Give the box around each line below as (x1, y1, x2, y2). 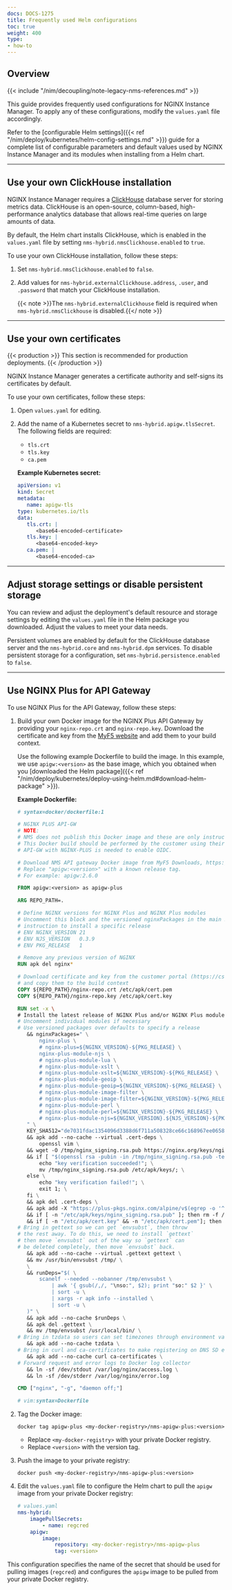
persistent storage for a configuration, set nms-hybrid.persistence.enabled (7, 651, 220, 659)
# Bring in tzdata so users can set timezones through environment (17, 1334, 215, 1341)
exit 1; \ (39, 1186, 68, 1193)
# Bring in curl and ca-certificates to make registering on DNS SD (17, 1347, 219, 1354)
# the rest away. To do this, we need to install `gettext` (17, 1231, 194, 1238)
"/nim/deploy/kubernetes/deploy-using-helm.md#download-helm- (17, 774, 207, 783)
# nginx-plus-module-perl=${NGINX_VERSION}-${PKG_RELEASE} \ (39, 1108, 219, 1115)
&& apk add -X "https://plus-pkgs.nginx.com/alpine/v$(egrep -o (26, 1205, 215, 1212)
